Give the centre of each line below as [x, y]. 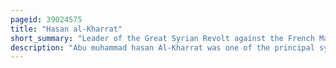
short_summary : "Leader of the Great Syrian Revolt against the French [162, 38]
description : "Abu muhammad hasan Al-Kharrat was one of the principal [162, 47]
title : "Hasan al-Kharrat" [66, 29]
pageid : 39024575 [46, 19]
